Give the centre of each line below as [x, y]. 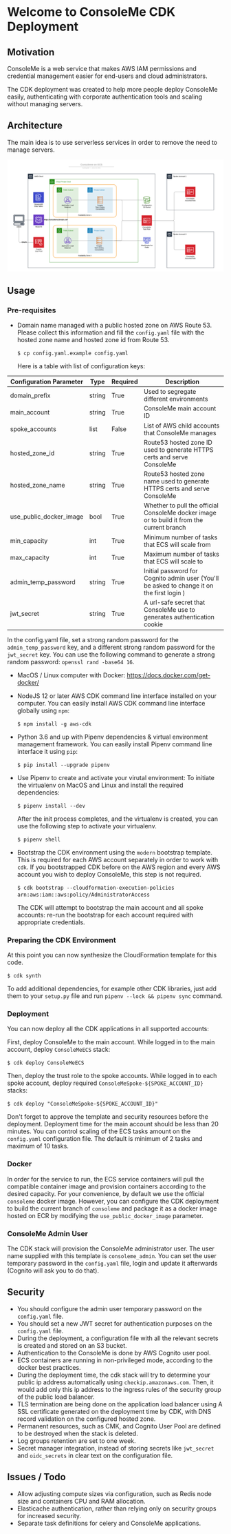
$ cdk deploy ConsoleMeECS [46, 1063]
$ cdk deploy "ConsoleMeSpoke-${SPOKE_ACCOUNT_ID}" [82, 1104]
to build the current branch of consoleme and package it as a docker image [112, 1208]
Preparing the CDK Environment [62, 940]
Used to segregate [170, 392]
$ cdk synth [24, 976]
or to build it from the [174, 520]
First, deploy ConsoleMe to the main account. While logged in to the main [111, 1042]
